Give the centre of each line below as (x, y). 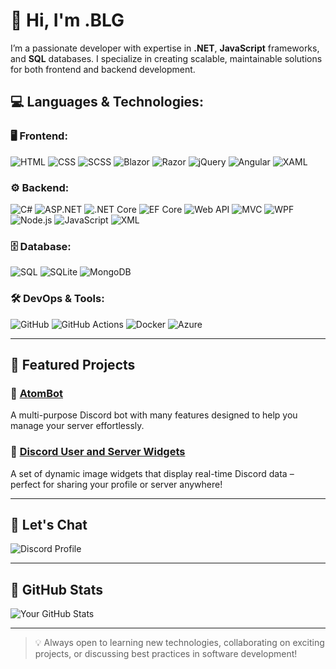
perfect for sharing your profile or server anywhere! (116, 484)
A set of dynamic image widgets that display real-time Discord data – (152, 473)
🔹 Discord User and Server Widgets (98, 452)
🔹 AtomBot (37, 393)
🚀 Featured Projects (73, 364)
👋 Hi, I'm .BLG (67, 20)
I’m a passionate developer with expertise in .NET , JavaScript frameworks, (165, 48)
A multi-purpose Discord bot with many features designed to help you (154, 415)
